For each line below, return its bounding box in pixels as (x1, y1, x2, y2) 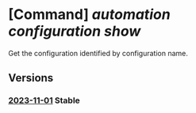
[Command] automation (8, 6, 171, 24)
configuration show (8, 22, 141, 40)
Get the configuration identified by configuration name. (8, 48, 189, 58)
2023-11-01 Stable (8, 95, 81, 106)
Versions (8, 71, 54, 85)
